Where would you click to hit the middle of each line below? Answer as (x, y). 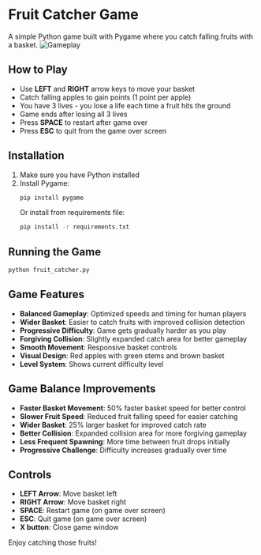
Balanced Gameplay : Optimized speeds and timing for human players (133, 313)
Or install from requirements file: (72, 213)
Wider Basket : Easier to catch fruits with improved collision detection (132, 322)
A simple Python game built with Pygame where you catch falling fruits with (131, 36)
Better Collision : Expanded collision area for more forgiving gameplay (133, 433)
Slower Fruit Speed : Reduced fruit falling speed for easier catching (129, 416)
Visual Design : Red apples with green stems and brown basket (122, 355)
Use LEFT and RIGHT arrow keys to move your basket (107, 89)
